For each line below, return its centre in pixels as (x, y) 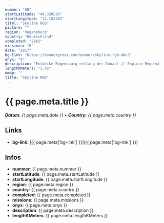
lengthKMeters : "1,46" (28, 69)
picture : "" (17, 28)
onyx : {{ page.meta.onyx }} (40, 205)
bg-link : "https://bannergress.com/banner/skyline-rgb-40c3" (69, 55)
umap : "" (14, 73)
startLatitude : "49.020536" (34, 14)
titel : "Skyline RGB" (27, 23)
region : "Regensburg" (27, 32)
